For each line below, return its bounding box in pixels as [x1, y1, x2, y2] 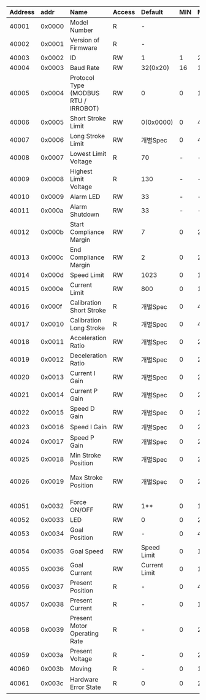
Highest [69, 167, 93, 176]
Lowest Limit [69, 150, 107, 158]
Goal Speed [69, 547, 104, 555]
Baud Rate [69, 64, 100, 72]
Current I [69, 369, 96, 377]
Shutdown [69, 210, 99, 219]
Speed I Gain [69, 423, 107, 431]
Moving [69, 664, 92, 673]
